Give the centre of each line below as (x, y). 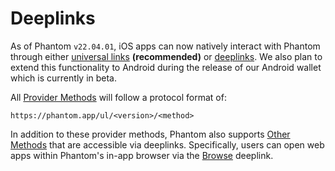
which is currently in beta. (64, 78)
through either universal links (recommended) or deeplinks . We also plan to (166, 56)
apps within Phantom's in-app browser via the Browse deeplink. (142, 155)
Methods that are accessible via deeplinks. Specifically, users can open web (167, 144)
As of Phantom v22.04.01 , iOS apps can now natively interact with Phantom (165, 46)
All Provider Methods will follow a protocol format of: (118, 97)
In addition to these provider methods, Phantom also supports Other (150, 134)
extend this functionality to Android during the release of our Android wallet (166, 67)
